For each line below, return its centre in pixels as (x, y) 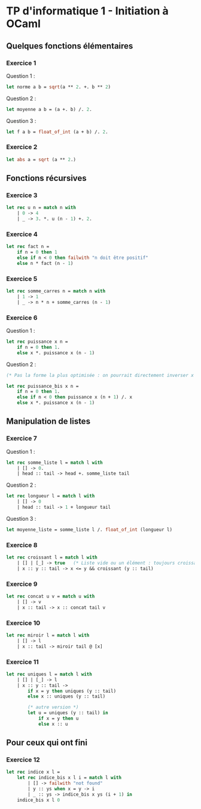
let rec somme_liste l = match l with (54, 463)
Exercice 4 (22, 234)
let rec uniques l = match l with (49, 674)
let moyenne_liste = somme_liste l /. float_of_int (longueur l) (89, 529)
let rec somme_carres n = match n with (56, 291)
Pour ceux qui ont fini (47, 743)
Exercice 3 (22, 195)
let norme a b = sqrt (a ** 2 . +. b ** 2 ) (59, 87)
